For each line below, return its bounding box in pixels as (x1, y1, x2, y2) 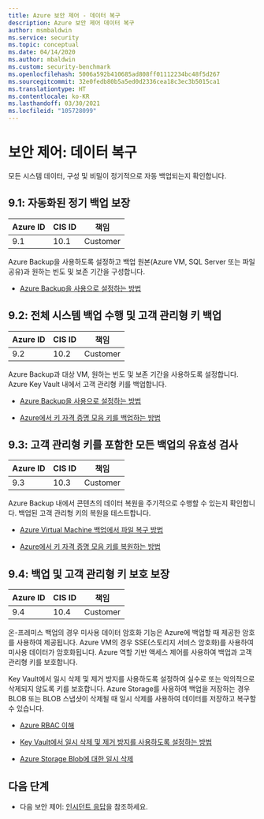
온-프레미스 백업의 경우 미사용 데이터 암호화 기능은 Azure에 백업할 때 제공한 (8, 628, 241, 637)
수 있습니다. (8, 704, 45, 713)
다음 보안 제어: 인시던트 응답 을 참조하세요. (19, 802, 148, 811)
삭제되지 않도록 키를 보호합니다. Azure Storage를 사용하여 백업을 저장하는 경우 (8, 684, 251, 693)
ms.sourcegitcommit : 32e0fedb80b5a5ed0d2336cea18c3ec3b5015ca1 (8, 77, 221, 85)
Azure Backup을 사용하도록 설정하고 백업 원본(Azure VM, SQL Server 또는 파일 (8, 257, 256, 266)
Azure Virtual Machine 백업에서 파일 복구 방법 (19, 525, 164, 535)
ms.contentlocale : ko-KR (8, 92, 90, 100)
